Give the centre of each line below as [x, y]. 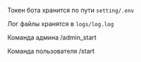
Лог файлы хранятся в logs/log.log [61, 24]
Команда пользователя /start [51, 51]
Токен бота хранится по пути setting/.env [71, 10]
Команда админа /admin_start [52, 37]
